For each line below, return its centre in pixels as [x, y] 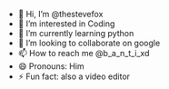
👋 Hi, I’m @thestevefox [60, 14]
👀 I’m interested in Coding [66, 24]
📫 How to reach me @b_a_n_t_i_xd [84, 53]
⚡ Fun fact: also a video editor [74, 76]
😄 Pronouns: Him [51, 66]
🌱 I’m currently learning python [76, 33]
